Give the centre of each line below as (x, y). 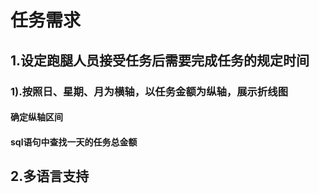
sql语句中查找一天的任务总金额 (74, 142)
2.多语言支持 (50, 176)
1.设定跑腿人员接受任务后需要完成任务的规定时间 (160, 60)
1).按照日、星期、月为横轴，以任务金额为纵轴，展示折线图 (149, 91)
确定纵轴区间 (36, 117)
